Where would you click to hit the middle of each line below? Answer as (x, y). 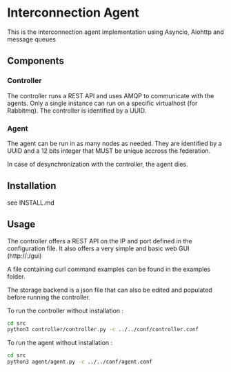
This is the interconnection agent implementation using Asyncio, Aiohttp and (115, 32)
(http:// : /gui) (24, 255)
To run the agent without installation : (60, 343)
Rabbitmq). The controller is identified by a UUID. (77, 110)
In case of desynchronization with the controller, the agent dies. (98, 164)
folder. (16, 276)
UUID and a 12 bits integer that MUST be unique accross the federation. (109, 151)
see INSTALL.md (31, 203)
